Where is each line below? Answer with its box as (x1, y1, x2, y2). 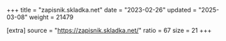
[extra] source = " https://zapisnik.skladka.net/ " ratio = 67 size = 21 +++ (6, 27, 212, 34)
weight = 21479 (29, 13, 74, 21)
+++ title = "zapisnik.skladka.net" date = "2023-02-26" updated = (6, 6, 197, 14)
